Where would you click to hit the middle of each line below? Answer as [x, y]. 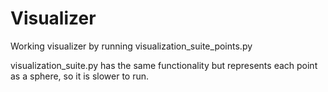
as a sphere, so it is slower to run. [80, 76]
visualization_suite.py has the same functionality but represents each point [164, 65]
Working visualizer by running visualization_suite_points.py [131, 46]
